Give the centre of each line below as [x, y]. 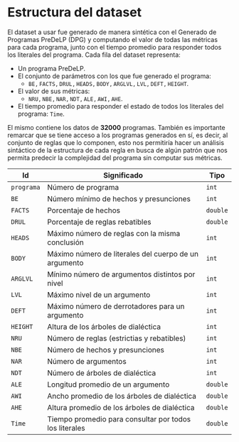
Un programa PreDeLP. [52, 68]
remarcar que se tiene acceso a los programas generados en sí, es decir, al [118, 135]
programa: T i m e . [41, 114]
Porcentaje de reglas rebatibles [99, 222]
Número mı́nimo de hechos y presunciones [119, 198]
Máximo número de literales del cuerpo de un [123, 254]
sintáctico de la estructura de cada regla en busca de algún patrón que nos [117, 150]
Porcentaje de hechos [84, 210]
